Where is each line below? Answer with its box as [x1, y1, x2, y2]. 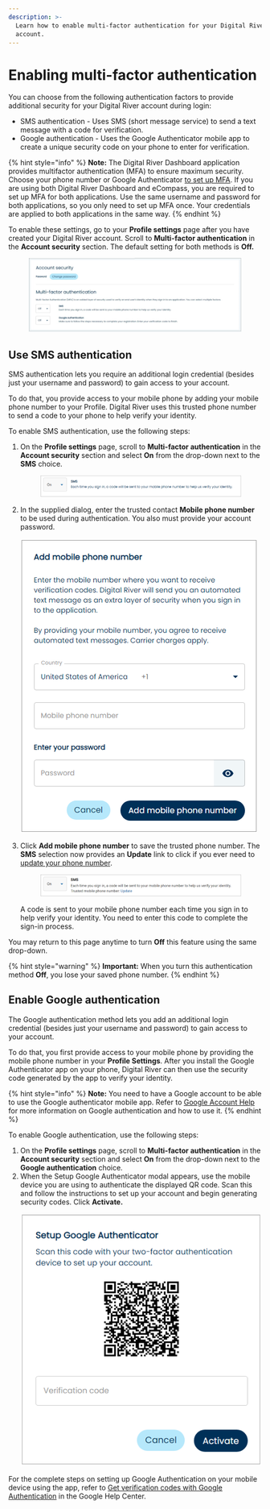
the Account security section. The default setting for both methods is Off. [8, 242, 255, 251]
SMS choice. [19, 459, 63, 469]
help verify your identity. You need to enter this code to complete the [19, 912, 248, 922]
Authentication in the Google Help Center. [8, 1491, 146, 1501]
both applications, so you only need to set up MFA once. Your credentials [8, 201, 251, 210]
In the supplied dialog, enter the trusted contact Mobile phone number [19, 505, 255, 515]
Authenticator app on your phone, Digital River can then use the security [8, 1064, 248, 1074]
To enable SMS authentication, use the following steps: [8, 426, 190, 436]
